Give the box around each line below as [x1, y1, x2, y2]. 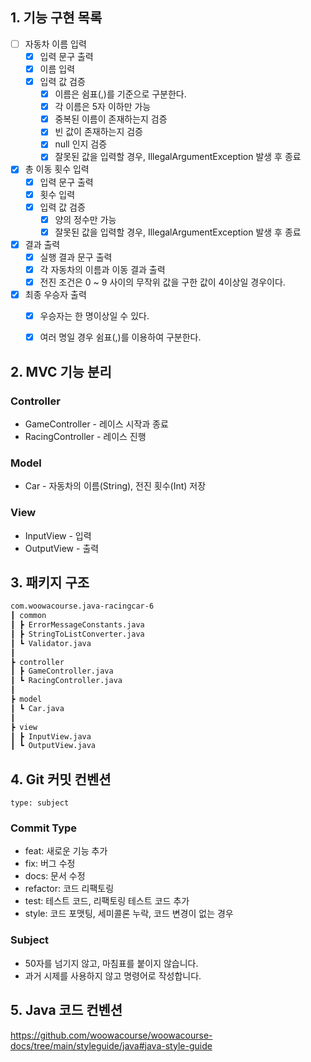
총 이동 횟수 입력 [24, 163, 90, 175]
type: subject [10, 798, 70, 808]
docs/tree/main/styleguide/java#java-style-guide [10, 1039, 213, 1052]
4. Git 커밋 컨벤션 [10, 771, 112, 788]
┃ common [10, 611, 47, 621]
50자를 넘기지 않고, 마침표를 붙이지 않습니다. [24, 957, 199, 969]
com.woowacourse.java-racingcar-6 [10, 601, 155, 612]
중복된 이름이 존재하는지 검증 [54, 113, 168, 125]
